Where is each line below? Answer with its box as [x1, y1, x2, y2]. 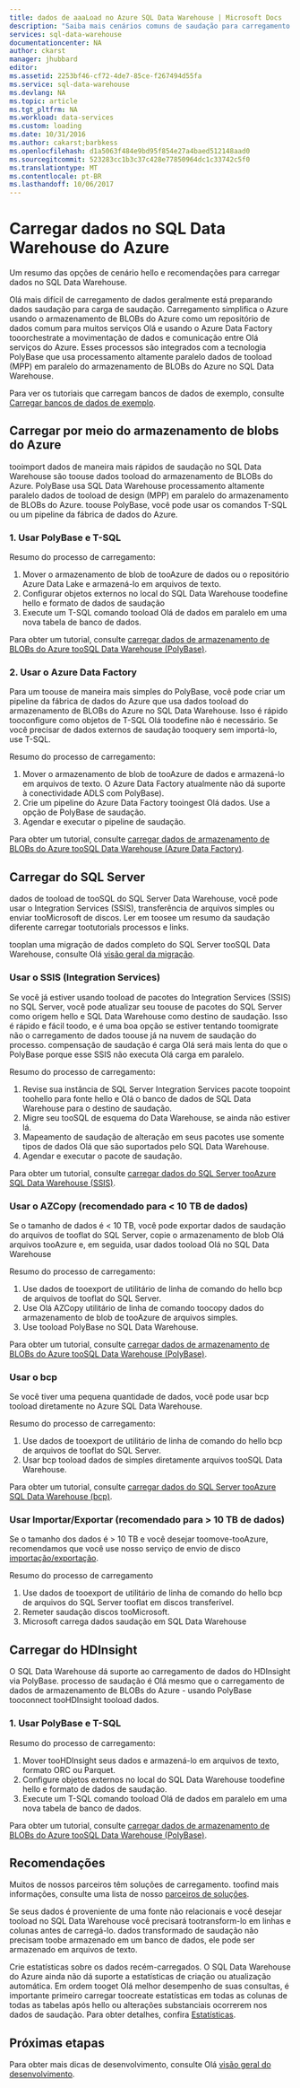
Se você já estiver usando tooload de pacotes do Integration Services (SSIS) [9, 992, 291, 1002]
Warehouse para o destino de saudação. [21, 1103, 173, 1114]
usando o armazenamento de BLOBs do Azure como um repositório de [9, 313, 270, 324]
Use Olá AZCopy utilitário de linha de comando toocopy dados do [21, 1302, 264, 1313]
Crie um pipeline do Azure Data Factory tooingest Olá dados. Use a [21, 798, 270, 808]
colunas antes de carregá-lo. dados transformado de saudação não [9, 1926, 259, 1936]
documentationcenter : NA [9, 38, 102, 48]
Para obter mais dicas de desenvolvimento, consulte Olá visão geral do [9, 2059, 271, 2070]
